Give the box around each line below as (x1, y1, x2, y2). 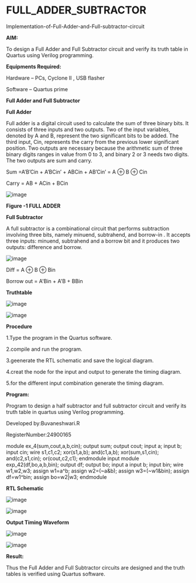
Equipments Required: (6, 63, 61, 70)
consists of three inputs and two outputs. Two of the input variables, (6, 126, 171, 133)
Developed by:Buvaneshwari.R (6, 419, 80, 427)
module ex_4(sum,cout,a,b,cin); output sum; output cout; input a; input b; (6, 442, 183, 449)
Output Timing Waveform (6, 519, 69, 526)
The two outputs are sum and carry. (6, 157, 92, 164)
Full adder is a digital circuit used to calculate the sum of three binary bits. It (6, 119, 189, 126)
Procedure (6, 323, 32, 330)
